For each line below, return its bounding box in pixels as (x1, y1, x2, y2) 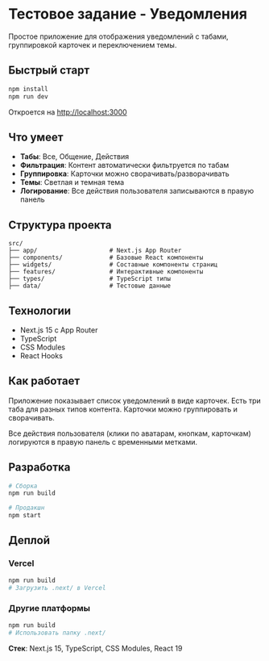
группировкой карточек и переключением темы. (8, 40, 177, 49)
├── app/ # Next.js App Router (8, 247, 182, 255)
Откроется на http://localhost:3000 (8, 107, 127, 117)
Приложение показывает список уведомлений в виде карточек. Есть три (8, 395, 262, 405)
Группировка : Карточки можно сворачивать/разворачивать (19, 169, 230, 178)
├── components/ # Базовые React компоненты (8, 253, 204, 262)
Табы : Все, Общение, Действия (19, 152, 130, 161)
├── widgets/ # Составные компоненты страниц (8, 261, 218, 269)
